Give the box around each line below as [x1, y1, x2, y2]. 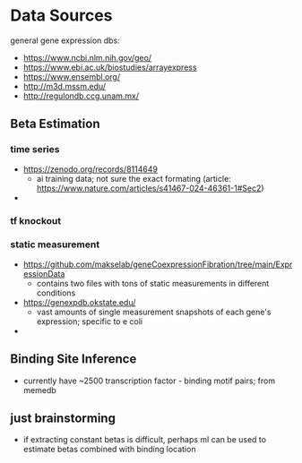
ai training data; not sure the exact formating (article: [36, 173, 231, 184]
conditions [36, 287, 76, 298]
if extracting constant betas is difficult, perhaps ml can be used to [22, 434, 267, 445]
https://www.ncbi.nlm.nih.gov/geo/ [22, 52, 151, 63]
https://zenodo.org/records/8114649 [22, 163, 158, 175]
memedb [22, 384, 56, 395]
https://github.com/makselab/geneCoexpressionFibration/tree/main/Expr [22, 259, 293, 270]
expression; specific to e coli [36, 315, 142, 327]
